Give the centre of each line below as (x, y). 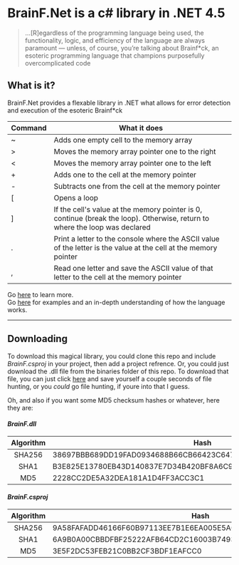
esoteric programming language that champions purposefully (115, 56)
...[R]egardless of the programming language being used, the (114, 33)
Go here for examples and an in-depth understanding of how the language (116, 302)
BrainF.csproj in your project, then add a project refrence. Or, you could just (118, 363)
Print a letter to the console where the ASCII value (137, 239)
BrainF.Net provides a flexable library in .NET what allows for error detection (119, 103)
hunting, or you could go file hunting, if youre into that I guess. (99, 386)
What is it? (31, 86)
